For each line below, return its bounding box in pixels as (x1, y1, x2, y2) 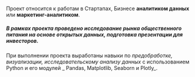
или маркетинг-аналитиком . (6, 11, 81, 18)
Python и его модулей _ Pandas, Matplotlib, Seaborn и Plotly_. (6, 64, 158, 71)
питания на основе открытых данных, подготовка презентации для (6, 31, 183, 38)
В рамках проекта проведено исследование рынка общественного (6, 25, 182, 32)
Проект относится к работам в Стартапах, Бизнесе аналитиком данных (6, 5, 190, 12)
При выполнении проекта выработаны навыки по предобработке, (6, 52, 173, 59)
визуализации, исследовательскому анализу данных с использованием (6, 58, 190, 65)
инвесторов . (6, 37, 39, 44)
